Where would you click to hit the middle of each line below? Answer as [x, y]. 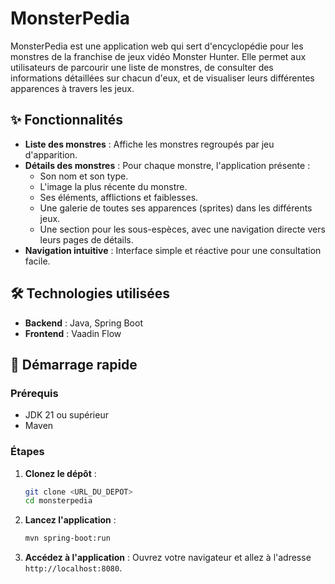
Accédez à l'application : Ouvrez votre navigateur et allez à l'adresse [168, 558]
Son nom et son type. [84, 176]
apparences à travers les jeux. [72, 88]
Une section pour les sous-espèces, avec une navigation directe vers [182, 229]
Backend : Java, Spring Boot [83, 323]
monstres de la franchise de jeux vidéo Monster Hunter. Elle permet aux [158, 56]
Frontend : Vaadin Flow [73, 333]
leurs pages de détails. [86, 239]
